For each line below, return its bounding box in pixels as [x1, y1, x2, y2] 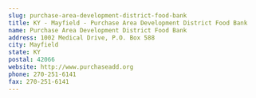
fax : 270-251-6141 [8, 77, 69, 85]
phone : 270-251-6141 [8, 70, 77, 78]
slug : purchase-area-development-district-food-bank [8, 11, 187, 20]
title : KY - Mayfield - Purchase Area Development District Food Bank [8, 19, 248, 27]
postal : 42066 [8, 56, 56, 64]
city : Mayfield [8, 41, 59, 49]
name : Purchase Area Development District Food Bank [8, 26, 187, 34]
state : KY [8, 48, 41, 56]
